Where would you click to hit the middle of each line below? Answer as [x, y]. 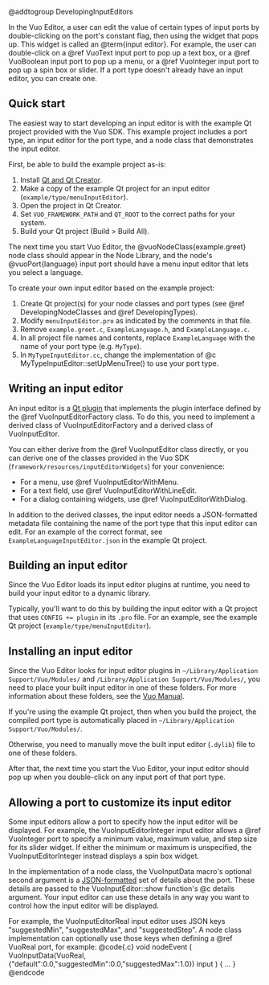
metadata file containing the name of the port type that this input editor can [133, 523]
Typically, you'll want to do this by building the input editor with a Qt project [133, 609]
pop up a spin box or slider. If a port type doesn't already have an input [126, 70]
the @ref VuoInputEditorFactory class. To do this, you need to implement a [132, 417]
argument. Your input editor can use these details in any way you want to [129, 897]
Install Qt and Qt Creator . [61, 179]
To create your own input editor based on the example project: [112, 288]
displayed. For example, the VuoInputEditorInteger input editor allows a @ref [134, 831]
